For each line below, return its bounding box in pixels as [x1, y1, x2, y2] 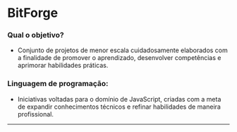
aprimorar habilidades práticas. [17, 61, 109, 70]
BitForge [7, 5, 59, 21]
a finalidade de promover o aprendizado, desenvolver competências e [17, 54, 221, 62]
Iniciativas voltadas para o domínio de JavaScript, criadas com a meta [17, 95, 221, 103]
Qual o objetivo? [7, 30, 65, 40]
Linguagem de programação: [7, 79, 109, 89]
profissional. [17, 109, 54, 118]
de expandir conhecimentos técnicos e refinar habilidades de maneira [17, 102, 221, 111]
